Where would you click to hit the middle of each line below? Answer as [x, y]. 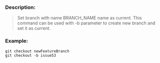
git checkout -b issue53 [31, 55]
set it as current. [34, 28]
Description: [20, 7]
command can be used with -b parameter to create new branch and [86, 23]
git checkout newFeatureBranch [37, 51]
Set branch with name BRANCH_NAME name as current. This [80, 18]
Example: [17, 41]
